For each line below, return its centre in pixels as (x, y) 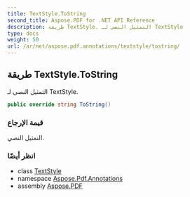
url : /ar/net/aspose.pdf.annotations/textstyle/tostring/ (94, 46)
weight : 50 (23, 40)
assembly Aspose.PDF (50, 186)
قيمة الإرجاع (25, 122)
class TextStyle (39, 171)
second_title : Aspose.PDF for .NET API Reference (81, 20)
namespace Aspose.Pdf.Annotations (70, 179)
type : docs (23, 33)
